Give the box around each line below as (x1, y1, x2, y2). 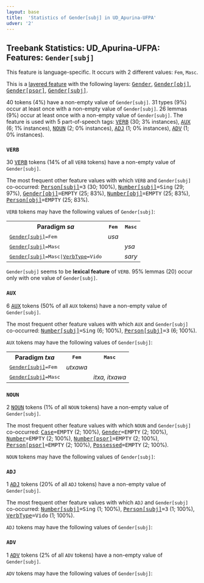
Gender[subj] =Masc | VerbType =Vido (9, 253, 102, 260)
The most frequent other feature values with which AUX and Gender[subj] (6, 320, 189, 327)
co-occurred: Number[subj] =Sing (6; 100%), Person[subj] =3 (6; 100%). (6, 327, 197, 334)
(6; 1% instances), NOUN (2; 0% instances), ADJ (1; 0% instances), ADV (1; (6, 124, 189, 132)
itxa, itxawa (93, 373, 127, 381)
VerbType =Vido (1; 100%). (6, 512, 75, 519)
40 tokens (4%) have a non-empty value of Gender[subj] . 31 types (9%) (6, 99, 187, 106)
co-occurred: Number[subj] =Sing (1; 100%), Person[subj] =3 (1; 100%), (6, 506, 195, 513)
